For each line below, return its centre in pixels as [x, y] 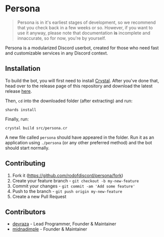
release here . [19, 91]
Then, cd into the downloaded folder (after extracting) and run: [69, 101]
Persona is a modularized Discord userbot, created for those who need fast [82, 48]
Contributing [25, 163]
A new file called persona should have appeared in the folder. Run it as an [80, 137]
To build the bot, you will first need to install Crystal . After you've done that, [82, 80]
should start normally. [27, 148]
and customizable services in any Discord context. [56, 53]
